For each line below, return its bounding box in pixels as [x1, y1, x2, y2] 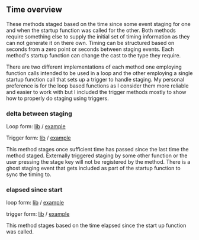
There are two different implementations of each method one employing [6, 63, 182, 70]
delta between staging [6, 109, 72, 118]
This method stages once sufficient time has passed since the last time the [6, 146, 189, 153]
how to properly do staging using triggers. [6, 95, 109, 102]
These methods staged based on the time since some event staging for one [6, 20, 191, 27]
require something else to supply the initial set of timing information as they [6, 33, 190, 40]
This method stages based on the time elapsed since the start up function [6, 222, 187, 229]
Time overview [6, 5, 62, 15]
